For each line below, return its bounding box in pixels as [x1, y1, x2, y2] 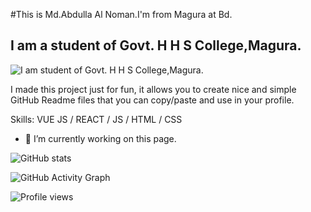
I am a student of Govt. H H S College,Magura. [10, 37, 302, 54]
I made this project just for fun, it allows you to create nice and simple [10, 83, 297, 95]
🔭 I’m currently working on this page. [24, 132, 177, 144]
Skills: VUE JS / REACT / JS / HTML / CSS [10, 113, 183, 125]
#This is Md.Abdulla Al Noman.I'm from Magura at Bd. [10, 9, 233, 20]
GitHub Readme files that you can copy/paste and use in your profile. [10, 94, 295, 106]
